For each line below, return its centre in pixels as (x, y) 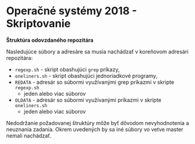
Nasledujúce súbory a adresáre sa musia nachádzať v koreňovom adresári (97, 51)
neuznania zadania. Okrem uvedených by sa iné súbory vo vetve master (95, 129)
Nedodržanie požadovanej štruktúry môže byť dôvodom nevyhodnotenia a (98, 123)
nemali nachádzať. (29, 136)
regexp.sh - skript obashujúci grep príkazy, (67, 69)
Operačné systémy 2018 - (72, 11)
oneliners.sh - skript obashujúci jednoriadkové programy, (86, 76)
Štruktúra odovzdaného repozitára (50, 40)
